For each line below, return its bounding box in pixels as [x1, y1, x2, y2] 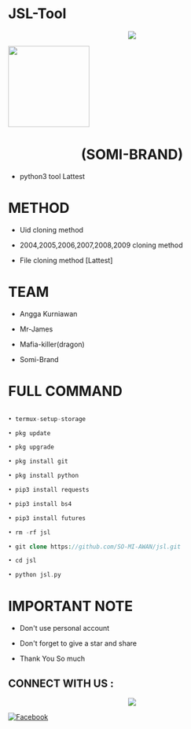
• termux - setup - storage [8, 415, 86, 423]
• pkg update [8, 429, 51, 437]
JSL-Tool [8, 5, 67, 23]
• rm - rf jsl [8, 528, 51, 537]
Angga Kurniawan [19, 309, 78, 318]
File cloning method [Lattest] [19, 255, 113, 265]
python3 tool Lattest [19, 171, 85, 181]
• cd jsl [8, 557, 37, 565]
